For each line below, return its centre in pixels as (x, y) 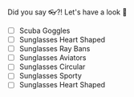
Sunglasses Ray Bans (55, 49)
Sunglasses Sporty (50, 76)
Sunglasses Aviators (53, 58)
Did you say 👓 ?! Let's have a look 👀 (67, 12)
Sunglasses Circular (52, 67)
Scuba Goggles (45, 30)
